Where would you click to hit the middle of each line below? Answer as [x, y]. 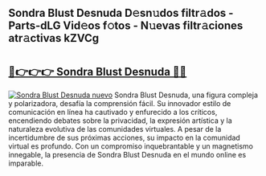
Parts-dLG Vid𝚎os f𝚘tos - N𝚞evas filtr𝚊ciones [126, 26]
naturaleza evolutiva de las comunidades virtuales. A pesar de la [115, 129]
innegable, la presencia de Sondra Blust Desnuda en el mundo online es [127, 155]
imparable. [26, 163]
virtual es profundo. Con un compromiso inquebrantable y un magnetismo [131, 146]
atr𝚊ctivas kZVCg [54, 38]
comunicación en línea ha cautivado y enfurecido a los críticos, [113, 112]
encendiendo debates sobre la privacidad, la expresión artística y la [120, 121]
